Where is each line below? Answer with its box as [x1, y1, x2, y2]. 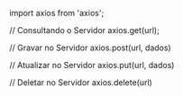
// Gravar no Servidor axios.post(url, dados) [9, 42, 171, 53]
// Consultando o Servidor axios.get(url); [9, 25, 160, 35]
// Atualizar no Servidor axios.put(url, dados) [9, 60, 175, 70]
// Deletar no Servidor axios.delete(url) [9, 77, 153, 88]
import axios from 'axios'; [9, 8, 105, 18]
